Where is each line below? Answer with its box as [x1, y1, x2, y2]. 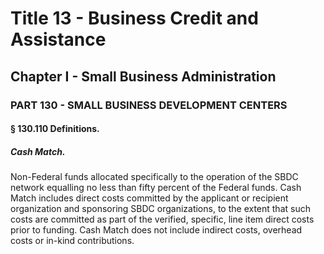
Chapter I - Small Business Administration [10, 68, 277, 85]
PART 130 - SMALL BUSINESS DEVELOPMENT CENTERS [10, 98, 288, 112]
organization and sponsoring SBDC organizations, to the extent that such [10, 203, 311, 215]
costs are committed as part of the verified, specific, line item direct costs [10, 213, 315, 226]
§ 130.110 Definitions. [10, 123, 100, 135]
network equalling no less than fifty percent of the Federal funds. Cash [10, 182, 302, 194]
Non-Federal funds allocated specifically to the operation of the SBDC [10, 171, 299, 183]
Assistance [10, 28, 107, 51]
